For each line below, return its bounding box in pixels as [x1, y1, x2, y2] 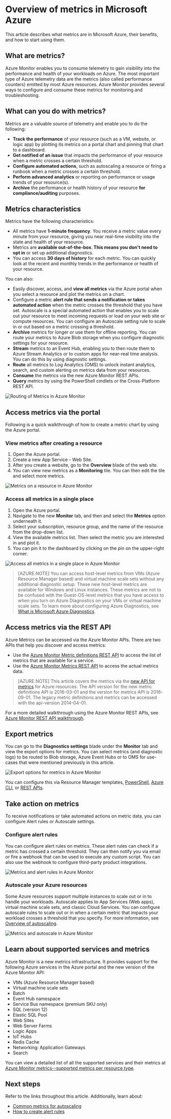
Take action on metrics [5, 799, 79, 808]
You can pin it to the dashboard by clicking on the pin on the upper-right [12, 545, 164, 551]
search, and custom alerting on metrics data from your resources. [12, 367, 151, 373]
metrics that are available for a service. [12, 657, 95, 664]
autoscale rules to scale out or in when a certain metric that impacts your [5, 909, 159, 915]
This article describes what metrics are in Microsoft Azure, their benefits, [5, 31, 159, 37]
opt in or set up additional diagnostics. [12, 250, 94, 256]
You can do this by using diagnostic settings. [12, 356, 107, 363]
